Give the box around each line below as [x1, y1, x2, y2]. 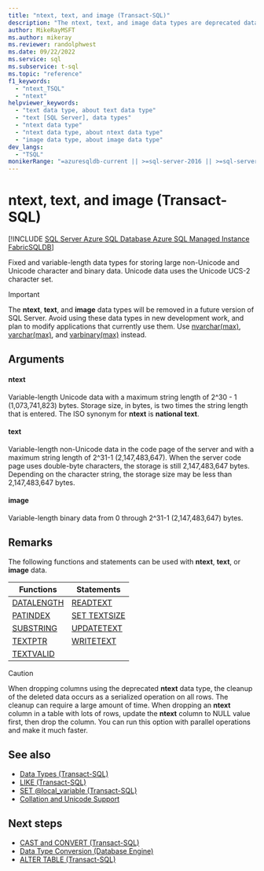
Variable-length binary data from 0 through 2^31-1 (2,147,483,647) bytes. [8, 513, 244, 523]
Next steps [8, 817, 63, 830]
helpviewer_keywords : [8, 99, 79, 107]
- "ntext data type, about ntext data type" [15, 128, 163, 136]
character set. [8, 274, 53, 284]
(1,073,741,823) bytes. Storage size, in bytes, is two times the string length [8, 400, 248, 410]
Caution [8, 668, 34, 678]
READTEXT [71, 597, 112, 608]
